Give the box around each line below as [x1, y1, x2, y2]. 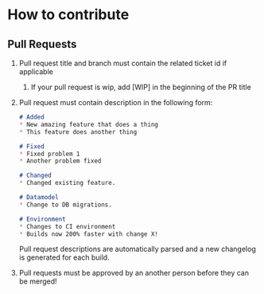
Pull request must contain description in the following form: [18, 98, 213, 107]
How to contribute [7, 6, 130, 24]
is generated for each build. [18, 253, 110, 262]
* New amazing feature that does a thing [18, 120, 158, 128]
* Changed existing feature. [18, 179, 116, 187]
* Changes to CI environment [18, 222, 116, 230]
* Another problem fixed [18, 157, 102, 165]
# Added [18, 113, 45, 121]
